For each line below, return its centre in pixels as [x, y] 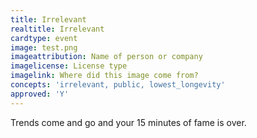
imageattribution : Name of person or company [106, 57]
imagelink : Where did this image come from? [104, 76]
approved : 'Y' [40, 94]
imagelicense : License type [69, 66]
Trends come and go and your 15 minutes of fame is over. [128, 122]
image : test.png [44, 47]
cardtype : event [44, 38]
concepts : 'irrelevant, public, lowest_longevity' [118, 85]
